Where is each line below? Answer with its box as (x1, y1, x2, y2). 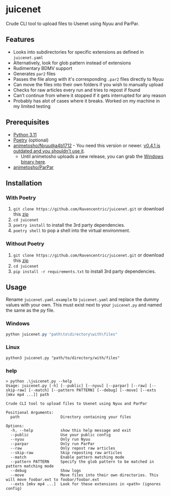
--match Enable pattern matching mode (10, 455, 125, 460)
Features (6, 35, 35, 44)
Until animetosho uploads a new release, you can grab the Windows (20, 153, 164, 159)
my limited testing (13, 103, 51, 109)
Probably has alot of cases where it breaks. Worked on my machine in (13, 98, 160, 104)
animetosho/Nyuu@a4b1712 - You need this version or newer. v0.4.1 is (13, 142, 161, 149)
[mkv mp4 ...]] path (6, 392, 50, 397)
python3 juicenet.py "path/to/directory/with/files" (6, 355, 120, 361)
